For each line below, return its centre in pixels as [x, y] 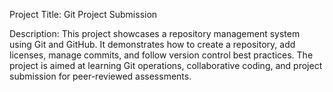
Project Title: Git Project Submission [83, 14]
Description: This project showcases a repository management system [155, 33]
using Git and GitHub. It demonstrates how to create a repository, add [152, 44]
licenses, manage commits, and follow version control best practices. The [161, 55]
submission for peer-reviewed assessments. [100, 76]
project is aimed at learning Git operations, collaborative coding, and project [166, 65]
